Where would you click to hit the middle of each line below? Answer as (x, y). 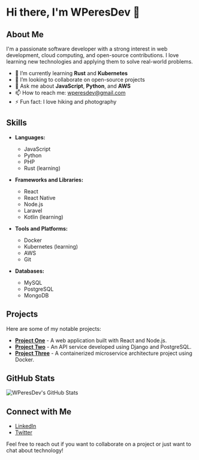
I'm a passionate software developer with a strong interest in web (87, 49)
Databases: (30, 271)
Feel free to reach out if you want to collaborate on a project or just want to (99, 444)
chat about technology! (35, 450)
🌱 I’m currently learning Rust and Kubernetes (71, 73)
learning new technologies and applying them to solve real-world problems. (99, 62)
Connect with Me (39, 412)
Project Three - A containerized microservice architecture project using (104, 353)
